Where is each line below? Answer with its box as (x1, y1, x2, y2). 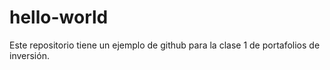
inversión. (9, 49, 50, 61)
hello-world (9, 6, 109, 29)
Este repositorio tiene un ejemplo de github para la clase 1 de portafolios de (9, 39, 321, 51)
